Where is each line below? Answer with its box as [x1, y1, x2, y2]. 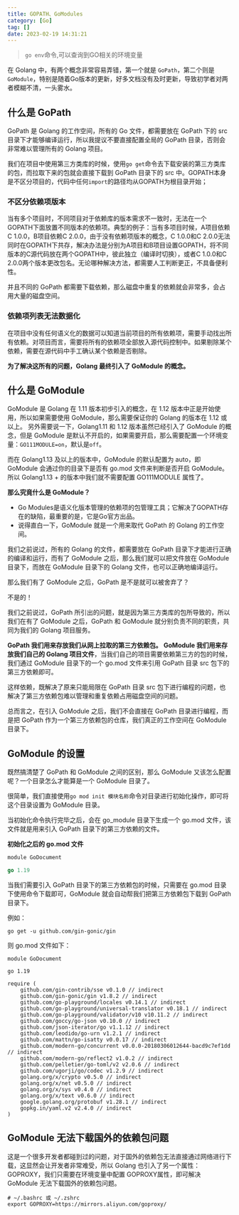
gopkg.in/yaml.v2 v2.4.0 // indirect [20, 1105, 132, 1112]
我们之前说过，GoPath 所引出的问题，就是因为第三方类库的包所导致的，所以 [7, 608, 230, 617]
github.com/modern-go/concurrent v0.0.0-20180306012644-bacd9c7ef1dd [20, 1043, 231, 1050]
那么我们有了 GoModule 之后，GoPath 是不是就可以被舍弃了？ [7, 578, 190, 587]
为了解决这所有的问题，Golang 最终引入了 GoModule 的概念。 [7, 361, 190, 370]
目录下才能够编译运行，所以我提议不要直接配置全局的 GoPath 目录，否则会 [7, 136, 226, 144]
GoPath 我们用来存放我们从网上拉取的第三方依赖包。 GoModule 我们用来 [7, 641, 222, 649]
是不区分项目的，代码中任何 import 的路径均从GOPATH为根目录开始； [7, 177, 208, 186]
